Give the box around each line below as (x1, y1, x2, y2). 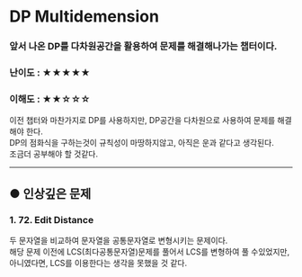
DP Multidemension (9, 6, 160, 27)
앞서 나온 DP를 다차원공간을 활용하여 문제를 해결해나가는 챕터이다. (9, 40, 278, 53)
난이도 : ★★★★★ (9, 67, 91, 79)
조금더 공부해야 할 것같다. (9, 148, 99, 159)
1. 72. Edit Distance (9, 213, 94, 226)
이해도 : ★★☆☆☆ (9, 93, 91, 105)
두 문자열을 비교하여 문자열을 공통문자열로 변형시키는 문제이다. (9, 236, 228, 246)
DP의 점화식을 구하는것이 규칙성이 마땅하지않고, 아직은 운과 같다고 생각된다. (9, 138, 274, 148)
